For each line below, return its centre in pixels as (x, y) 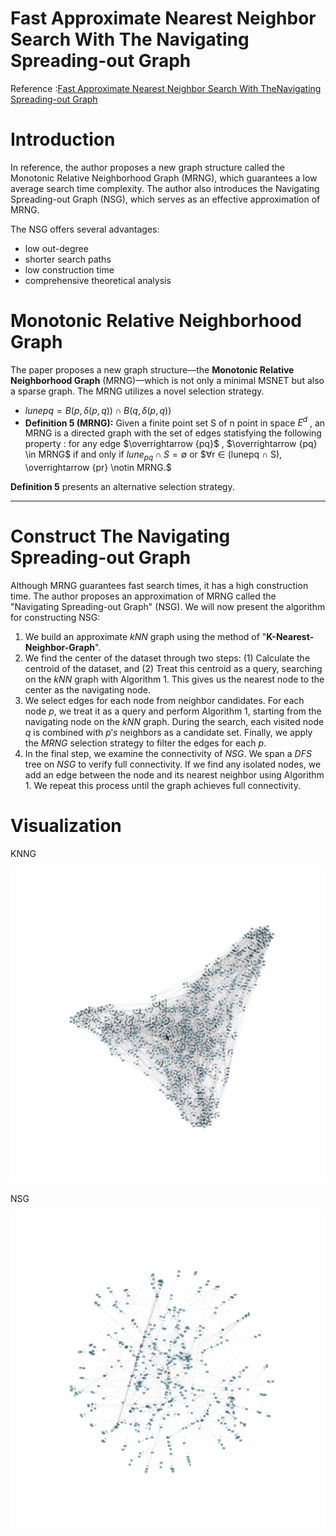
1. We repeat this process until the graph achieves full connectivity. (163, 786)
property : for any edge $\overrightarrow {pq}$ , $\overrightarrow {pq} (171, 444)
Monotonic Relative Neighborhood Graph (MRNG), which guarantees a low (164, 178)
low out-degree (56, 248)
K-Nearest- (290, 637)
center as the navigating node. (88, 690)
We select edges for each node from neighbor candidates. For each (164, 701)
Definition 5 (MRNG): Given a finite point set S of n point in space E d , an (175, 422)
